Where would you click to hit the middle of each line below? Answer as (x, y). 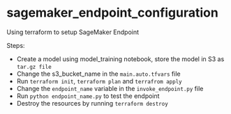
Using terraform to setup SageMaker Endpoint (73, 32)
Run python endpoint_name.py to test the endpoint (88, 96)
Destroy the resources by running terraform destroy (92, 103)
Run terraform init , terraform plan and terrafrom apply (99, 81)
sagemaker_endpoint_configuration (113, 13)
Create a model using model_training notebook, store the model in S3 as (120, 59)
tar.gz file (34, 67)
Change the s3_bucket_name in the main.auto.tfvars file (98, 74)
